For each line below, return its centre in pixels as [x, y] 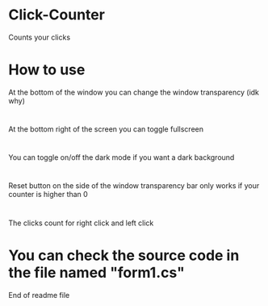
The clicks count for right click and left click [81, 223]
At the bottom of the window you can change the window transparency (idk [134, 92]
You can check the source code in [124, 255]
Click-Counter [57, 15]
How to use [47, 70]
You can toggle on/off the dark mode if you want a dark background [121, 157]
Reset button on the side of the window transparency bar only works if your [134, 186]
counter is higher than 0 [48, 195]
